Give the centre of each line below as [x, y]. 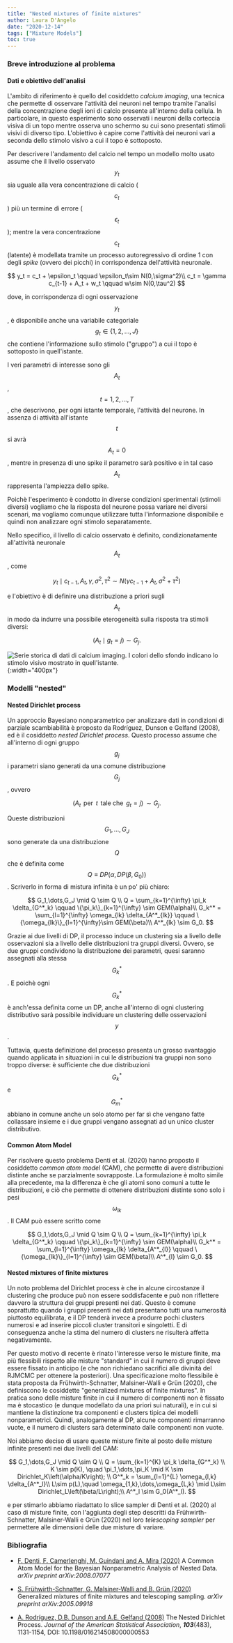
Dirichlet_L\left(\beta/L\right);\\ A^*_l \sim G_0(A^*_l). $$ [117, 1492]
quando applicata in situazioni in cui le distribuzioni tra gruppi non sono [110, 1057]
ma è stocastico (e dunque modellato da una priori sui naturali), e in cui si [112, 1405]
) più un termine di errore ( [45, 208]
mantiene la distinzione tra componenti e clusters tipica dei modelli [103, 1413]
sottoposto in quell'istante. [45, 351]
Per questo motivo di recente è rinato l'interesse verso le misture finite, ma [114, 1354]
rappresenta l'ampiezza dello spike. [58, 486]
